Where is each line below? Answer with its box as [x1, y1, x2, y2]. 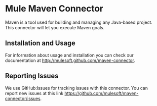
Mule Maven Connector [5, 3, 104, 14]
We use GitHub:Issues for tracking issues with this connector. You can [5, 85, 148, 91]
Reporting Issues [5, 72, 59, 80]
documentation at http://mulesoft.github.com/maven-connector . [5, 57, 135, 63]
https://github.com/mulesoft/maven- [64, 90, 139, 96]
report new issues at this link [5, 90, 64, 96]
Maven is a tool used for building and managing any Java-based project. [5, 19, 153, 25]
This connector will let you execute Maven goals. [5, 24, 105, 30]
